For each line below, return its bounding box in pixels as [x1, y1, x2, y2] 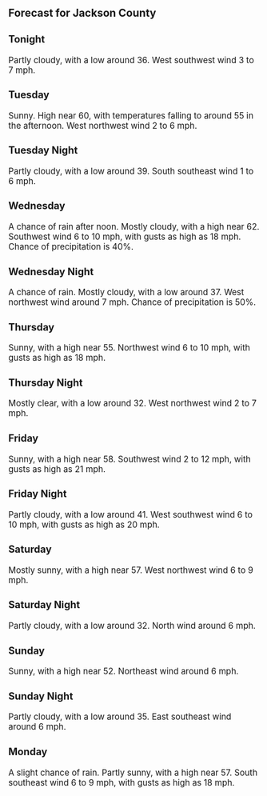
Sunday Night [8, 690, 74, 702]
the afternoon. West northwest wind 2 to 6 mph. [8, 120, 197, 131]
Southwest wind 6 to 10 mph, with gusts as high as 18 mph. [8, 231, 241, 242]
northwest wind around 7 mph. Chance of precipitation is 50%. [8, 297, 257, 308]
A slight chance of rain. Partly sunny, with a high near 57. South [8, 767, 258, 778]
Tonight [8, 32, 46, 46]
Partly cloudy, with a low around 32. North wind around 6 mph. [8, 620, 256, 631]
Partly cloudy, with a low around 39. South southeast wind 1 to [8, 166, 254, 177]
